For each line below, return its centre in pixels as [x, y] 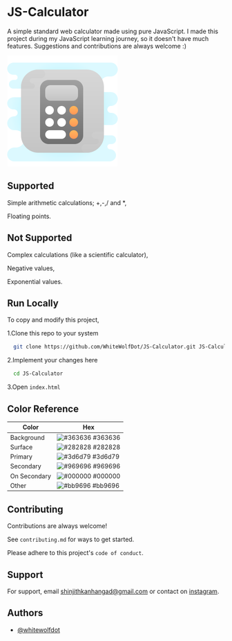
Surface [21, 447]
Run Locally [33, 303]
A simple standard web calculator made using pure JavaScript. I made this [113, 31]
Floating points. [29, 216]
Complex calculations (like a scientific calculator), [78, 254]
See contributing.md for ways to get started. [71, 539]
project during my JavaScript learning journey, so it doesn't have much [108, 38]
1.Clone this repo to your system [53, 333]
